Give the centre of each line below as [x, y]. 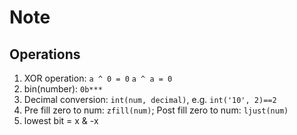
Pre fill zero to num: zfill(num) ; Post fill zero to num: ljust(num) [156, 110]
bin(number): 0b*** [63, 89]
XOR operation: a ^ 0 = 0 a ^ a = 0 [98, 78]
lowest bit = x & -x [61, 120]
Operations [45, 54]
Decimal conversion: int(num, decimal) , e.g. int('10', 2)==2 [150, 99]
